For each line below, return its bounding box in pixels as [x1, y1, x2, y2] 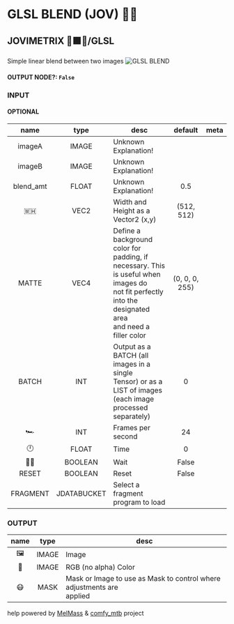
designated [113, 304, 150, 314]
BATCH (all [113, 350, 149, 360]
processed [113, 402, 148, 412]
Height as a [113, 206, 150, 215]
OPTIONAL [7, 107, 40, 116]
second [113, 432, 138, 441]
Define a [113, 226, 141, 236]
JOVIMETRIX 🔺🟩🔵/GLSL [7, 35, 115, 47]
